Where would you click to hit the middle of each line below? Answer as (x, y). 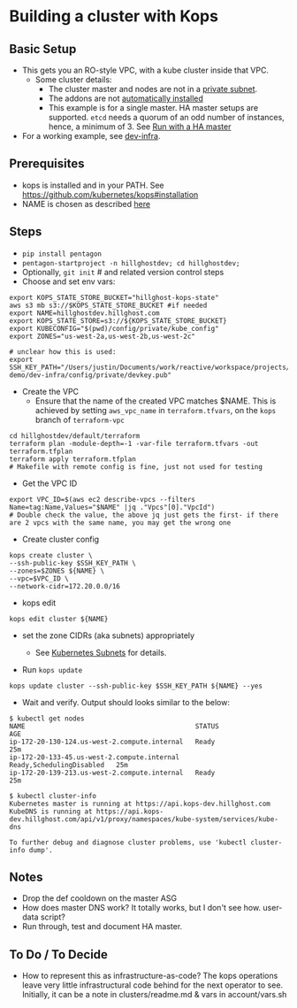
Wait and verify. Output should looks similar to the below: (126, 702)
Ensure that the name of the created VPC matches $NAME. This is (156, 401)
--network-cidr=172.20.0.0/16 (65, 586)
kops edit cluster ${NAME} (59, 619)
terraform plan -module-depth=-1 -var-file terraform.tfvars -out (134, 443)
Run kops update (52, 669)
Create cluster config (61, 539)
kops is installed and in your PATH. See (93, 185)
